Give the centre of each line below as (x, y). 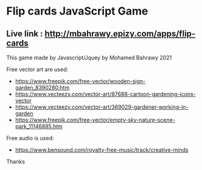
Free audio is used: (30, 138)
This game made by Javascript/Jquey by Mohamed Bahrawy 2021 (89, 58)
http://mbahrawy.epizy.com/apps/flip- (120, 34)
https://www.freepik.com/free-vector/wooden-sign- (80, 81)
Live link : (25, 34)
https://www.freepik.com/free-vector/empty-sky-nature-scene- (95, 120)
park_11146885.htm (39, 126)
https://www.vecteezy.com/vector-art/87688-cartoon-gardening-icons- (105, 94)
